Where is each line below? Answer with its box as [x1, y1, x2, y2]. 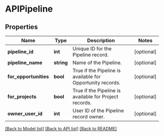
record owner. [72, 113, 105, 120]
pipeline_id [7, 49, 34, 55]
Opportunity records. [72, 79, 121, 86]
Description [87, 37, 115, 44]
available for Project [72, 93, 119, 100]
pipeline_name [7, 59, 42, 66]
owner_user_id [7, 110, 43, 117]
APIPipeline [5, 3, 53, 15]
